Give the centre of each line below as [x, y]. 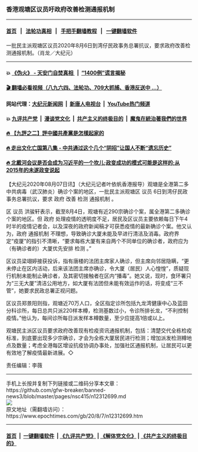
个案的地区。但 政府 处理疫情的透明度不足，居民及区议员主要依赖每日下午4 [97, 219]
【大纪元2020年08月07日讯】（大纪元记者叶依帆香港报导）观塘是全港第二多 [98, 184]
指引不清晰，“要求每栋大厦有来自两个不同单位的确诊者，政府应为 [110, 241]
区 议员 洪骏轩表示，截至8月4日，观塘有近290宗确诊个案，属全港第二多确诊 [98, 212]
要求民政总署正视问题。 [52, 290]
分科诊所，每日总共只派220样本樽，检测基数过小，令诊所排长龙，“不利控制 [97, 311]
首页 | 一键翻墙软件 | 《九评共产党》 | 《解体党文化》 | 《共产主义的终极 [94, 435]
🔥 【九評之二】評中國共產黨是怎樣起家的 [55, 133]
